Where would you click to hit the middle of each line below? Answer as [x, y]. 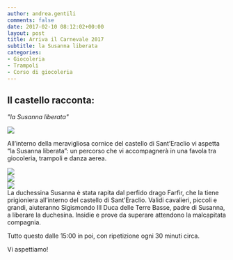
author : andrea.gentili [42, 14]
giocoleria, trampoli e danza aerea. [57, 158]
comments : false [31, 20]
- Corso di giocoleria [40, 72]
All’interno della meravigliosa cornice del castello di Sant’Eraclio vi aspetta [114, 144]
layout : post [26, 33]
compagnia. [24, 222]
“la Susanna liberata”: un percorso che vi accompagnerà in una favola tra [112, 151]
